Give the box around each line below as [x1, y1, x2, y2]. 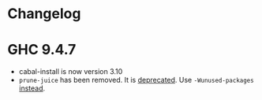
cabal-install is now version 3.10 [18, 67, 123, 76]
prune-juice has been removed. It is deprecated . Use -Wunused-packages [18, 76, 254, 85]
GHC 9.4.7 [7, 41, 77, 59]
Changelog [7, 5, 81, 23]
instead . [18, 83, 46, 93]
